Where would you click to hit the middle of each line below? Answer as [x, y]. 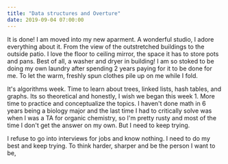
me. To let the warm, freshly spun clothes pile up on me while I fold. [103, 75]
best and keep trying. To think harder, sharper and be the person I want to [111, 146]
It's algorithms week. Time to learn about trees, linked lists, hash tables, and [114, 89]
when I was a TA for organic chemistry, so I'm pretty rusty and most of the [112, 118]
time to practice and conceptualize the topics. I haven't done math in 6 [107, 103]
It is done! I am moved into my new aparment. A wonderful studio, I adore [111, 39]
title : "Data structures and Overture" [64, 13]
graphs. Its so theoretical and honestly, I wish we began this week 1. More [111, 96]
